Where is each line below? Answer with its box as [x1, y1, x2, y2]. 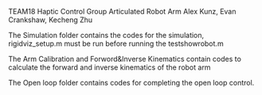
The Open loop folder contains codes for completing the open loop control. [8, 78, 255, 87]
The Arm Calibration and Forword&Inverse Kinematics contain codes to [8, 55, 241, 63]
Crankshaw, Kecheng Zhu [8, 15, 93, 25]
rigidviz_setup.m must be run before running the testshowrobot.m [8, 39, 225, 48]
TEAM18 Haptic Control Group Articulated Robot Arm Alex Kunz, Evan [8, 7, 237, 16]
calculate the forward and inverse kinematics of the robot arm [8, 63, 211, 72]
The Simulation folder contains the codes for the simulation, [8, 31, 205, 40]
